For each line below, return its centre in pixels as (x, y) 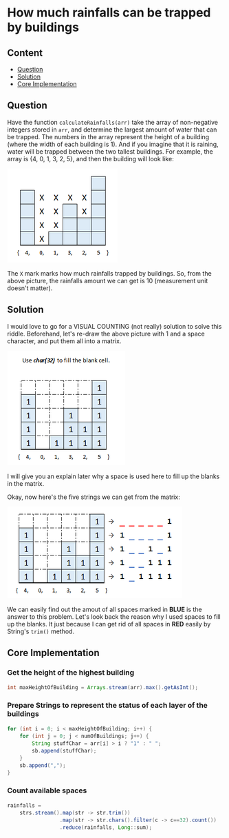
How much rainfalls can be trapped (109, 13)
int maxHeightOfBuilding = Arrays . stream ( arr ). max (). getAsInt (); (102, 688)
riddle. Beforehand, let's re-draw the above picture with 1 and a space (106, 334)
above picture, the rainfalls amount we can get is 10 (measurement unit (108, 280)
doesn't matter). (30, 288)
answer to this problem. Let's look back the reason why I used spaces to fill (114, 616)
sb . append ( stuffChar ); (64, 751)
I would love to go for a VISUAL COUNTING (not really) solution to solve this (115, 326)
